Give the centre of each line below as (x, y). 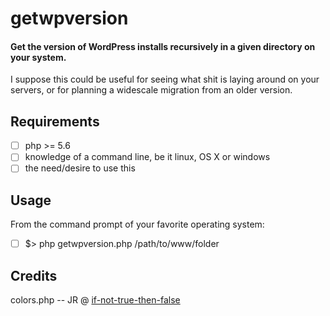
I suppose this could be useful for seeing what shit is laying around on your (165, 79)
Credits (34, 275)
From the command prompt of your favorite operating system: (137, 224)
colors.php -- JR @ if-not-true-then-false (95, 300)
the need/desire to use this (80, 168)
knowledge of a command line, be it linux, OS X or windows (147, 157)
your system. (38, 57)
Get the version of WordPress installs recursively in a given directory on (163, 46)
